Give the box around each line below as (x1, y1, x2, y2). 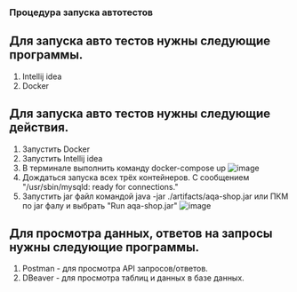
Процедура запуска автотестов (9, 6, 154, 19)
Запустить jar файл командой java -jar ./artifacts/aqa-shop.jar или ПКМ (21, 191, 289, 201)
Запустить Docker (21, 144, 91, 154)
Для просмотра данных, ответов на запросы (9, 225, 273, 241)
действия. (9, 120, 69, 135)
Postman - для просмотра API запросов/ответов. (21, 264, 209, 274)
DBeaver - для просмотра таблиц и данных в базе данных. (21, 272, 245, 283)
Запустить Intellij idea (21, 153, 103, 163)
